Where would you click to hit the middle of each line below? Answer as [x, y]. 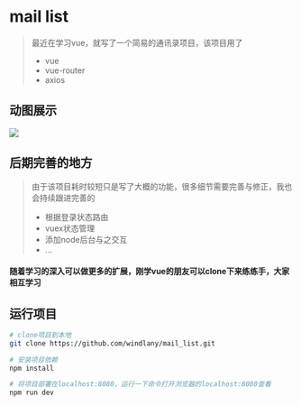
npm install [32, 368]
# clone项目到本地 [41, 335]
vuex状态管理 [70, 228]
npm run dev [32, 393]
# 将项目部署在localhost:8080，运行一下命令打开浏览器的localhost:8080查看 [141, 384]
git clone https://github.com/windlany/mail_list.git [113, 343]
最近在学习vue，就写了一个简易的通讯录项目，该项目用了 [137, 42]
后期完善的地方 [51, 163]
